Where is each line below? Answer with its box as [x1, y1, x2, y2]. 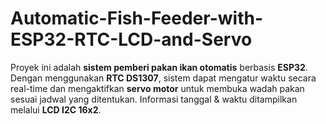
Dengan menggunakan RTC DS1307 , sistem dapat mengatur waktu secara [10, 72, 317, 84]
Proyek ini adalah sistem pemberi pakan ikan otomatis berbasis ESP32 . [10, 61, 308, 73]
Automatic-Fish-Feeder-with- [10, 7, 263, 30]
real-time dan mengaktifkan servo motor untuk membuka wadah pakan [10, 82, 305, 94]
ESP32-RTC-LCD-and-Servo [10, 28, 253, 51]
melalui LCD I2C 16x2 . [10, 103, 102, 116]
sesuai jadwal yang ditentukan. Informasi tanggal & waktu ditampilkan [10, 93, 298, 105]
